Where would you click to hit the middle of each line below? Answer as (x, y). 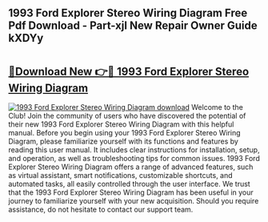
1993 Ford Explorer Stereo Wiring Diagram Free (128, 13)
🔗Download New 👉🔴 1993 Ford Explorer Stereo (129, 71)
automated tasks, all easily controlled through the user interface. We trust (129, 184)
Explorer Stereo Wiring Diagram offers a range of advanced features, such (131, 167)
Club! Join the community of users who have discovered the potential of (127, 116)
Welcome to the (218, 107)
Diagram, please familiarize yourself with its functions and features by (123, 141)
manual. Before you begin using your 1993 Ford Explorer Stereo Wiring (125, 133)
